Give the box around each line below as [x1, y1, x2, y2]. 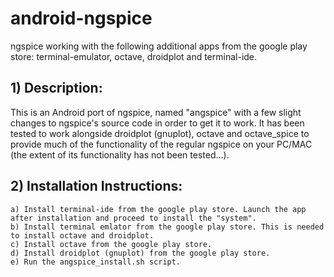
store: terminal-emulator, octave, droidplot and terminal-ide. [10, 50, 258, 62]
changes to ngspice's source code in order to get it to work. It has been [10, 117, 305, 129]
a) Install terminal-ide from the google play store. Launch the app [10, 204, 307, 214]
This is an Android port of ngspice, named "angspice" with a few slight [10, 106, 302, 118]
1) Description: [10, 80, 103, 97]
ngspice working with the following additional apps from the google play [10, 40, 308, 52]
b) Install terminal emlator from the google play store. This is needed [10, 222, 325, 232]
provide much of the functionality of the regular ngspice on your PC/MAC [10, 138, 313, 150]
